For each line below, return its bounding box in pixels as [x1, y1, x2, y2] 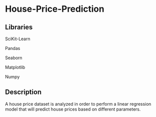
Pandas [5, 46, 21, 51]
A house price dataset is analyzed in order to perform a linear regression [5, 101, 152, 107]
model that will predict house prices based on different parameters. [5, 106, 141, 112]
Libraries [5, 23, 33, 31]
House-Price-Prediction [5, 3, 105, 15]
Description [5, 88, 42, 96]
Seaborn [5, 55, 22, 61]
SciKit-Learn [5, 36, 30, 42]
